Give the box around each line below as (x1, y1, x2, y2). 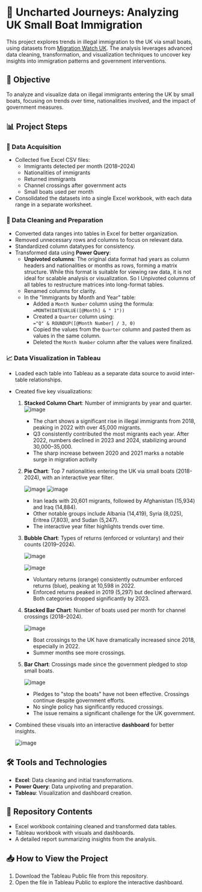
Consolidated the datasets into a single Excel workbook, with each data (14, 195, 192, 202)
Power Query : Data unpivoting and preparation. (14, 783, 133, 790)
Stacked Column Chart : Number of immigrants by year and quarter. (23, 399, 192, 407)
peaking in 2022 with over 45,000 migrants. (32, 424, 142, 431)
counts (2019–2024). (23, 541, 76, 548)
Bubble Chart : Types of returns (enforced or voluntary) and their (23, 535, 185, 542)
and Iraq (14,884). (32, 503, 78, 511)
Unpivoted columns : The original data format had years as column (23, 255, 190, 262)
